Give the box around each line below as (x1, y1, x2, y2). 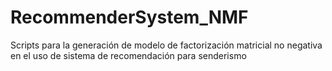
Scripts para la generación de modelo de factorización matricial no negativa (10, 39, 323, 51)
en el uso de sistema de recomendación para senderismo (10, 49, 247, 61)
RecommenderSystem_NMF (10, 6, 249, 29)
